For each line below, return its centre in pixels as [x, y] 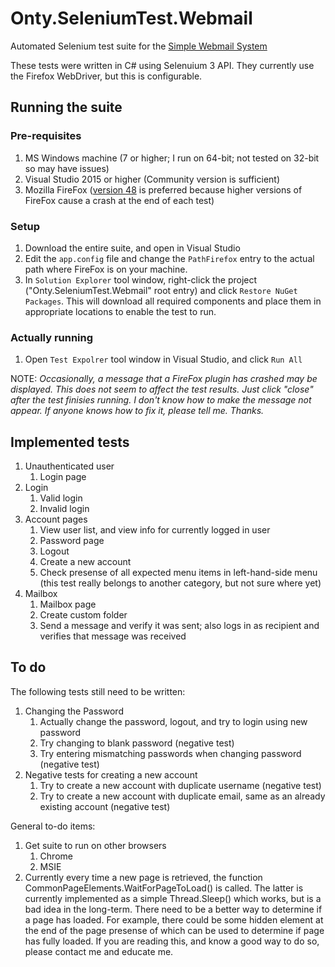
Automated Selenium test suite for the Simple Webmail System [139, 46]
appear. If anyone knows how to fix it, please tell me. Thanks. [137, 411]
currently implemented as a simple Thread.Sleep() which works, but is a [173, 898]
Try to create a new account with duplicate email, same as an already [182, 796]
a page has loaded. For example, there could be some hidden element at [174, 919]
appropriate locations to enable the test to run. [120, 311]
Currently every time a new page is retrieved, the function [143, 877]
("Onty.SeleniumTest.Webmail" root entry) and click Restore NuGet [161, 290]
